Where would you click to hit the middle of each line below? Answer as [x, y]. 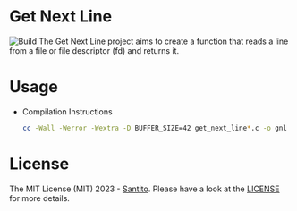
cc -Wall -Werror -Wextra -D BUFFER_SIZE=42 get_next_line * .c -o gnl [155, 128]
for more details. [39, 198]
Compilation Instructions [68, 111]
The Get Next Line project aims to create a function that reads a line [164, 41]
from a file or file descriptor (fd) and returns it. [94, 50]
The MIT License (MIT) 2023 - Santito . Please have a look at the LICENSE [144, 189]
